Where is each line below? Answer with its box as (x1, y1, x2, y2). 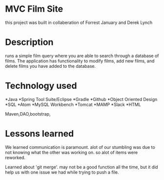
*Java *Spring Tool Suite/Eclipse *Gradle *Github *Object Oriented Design (5, 96, 158, 102)
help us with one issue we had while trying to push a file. (5, 169, 119, 175)
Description (5, 37, 54, 48)
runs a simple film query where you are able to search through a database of (5, 53, 160, 59)
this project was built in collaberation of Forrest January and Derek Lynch (5, 20, 153, 25)
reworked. (5, 155, 26, 160)
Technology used (5, 80, 77, 91)
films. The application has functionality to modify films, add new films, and (5, 58, 155, 64)
